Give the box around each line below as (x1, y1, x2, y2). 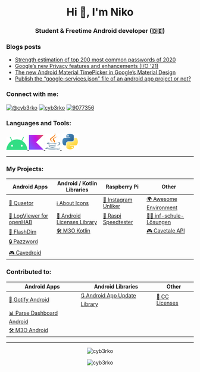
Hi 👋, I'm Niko (66, 5, 134, 19)
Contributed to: (6, 268, 52, 276)
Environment (146, 204, 177, 211)
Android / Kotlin (57, 180, 98, 187)
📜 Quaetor (8, 199, 34, 206)
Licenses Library (56, 218, 98, 225)
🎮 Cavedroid (8, 249, 42, 256)
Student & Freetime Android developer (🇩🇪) (35, 27, 165, 35)
